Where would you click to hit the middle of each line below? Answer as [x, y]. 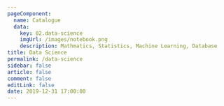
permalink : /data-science [45, 59]
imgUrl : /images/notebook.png [64, 40]
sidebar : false [29, 66]
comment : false [29, 78]
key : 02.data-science [51, 33]
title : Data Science [37, 53]
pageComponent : [29, 14]
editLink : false [31, 85]
